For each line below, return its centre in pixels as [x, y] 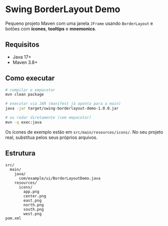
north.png [34, 205]
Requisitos [22, 45]
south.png [34, 209]
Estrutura [20, 153]
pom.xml [13, 218]
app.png [31, 192]
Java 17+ [22, 57]
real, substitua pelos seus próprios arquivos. [51, 137]
